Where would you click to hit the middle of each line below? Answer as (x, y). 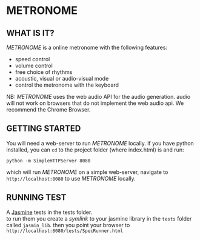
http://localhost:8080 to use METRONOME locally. (71, 178)
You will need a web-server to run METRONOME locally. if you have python (100, 143)
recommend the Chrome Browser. (48, 109)
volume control (34, 65)
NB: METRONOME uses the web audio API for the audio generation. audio (98, 97)
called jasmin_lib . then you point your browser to (68, 225)
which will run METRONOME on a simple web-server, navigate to (87, 172)
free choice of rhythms (44, 72)
